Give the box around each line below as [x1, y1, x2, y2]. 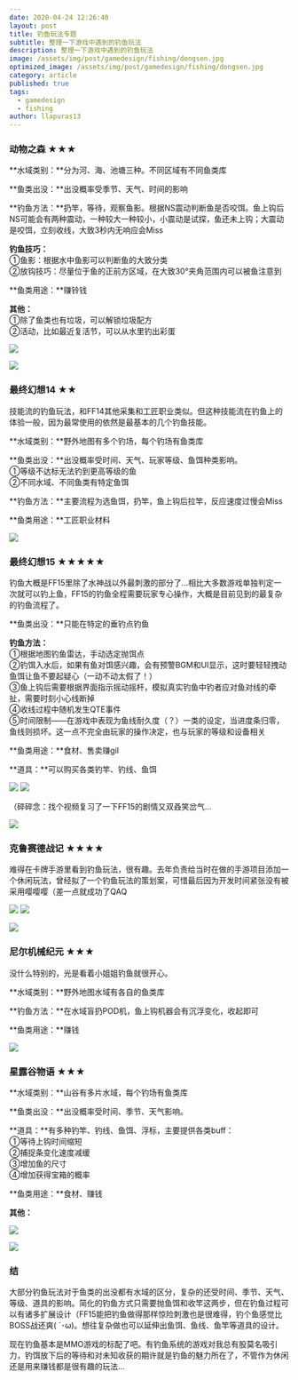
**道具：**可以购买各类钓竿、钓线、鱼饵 [9, 764, 158, 775]
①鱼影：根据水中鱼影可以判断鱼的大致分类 [9, 255, 169, 266]
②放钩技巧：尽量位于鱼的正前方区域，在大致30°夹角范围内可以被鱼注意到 [9, 266, 282, 276]
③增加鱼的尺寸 [9, 1158, 67, 1169]
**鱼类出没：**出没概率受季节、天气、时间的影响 [9, 184, 189, 195]
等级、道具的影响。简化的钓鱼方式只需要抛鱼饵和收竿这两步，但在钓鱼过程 [9, 1298, 281, 1309]
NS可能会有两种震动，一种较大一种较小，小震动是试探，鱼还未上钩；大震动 [9, 214, 285, 225]
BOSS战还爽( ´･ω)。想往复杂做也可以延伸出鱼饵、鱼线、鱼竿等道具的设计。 [9, 1320, 284, 1331]
